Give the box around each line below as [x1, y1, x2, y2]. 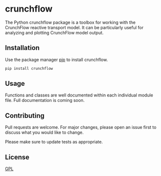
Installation [5, 44, 40, 52]
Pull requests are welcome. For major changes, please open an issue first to [5, 125, 157, 130]
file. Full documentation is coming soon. [5, 97, 85, 103]
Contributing [5, 112, 45, 120]
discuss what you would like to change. [5, 129, 84, 135]
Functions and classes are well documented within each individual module [5, 92, 154, 98]
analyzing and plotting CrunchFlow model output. [5, 30, 104, 35]
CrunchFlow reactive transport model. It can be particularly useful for [5, 24, 144, 30]
